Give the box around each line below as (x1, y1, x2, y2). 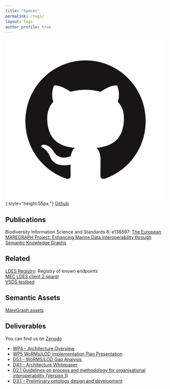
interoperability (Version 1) (12, 372, 68, 378)
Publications (5, 215, 46, 224)
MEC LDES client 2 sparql (5, 273, 59, 279)
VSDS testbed (5, 278, 35, 285)
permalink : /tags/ (5, 13, 44, 19)
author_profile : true (5, 24, 51, 30)
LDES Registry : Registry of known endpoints (5, 268, 98, 274)
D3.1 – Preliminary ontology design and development (12, 378, 123, 384)
